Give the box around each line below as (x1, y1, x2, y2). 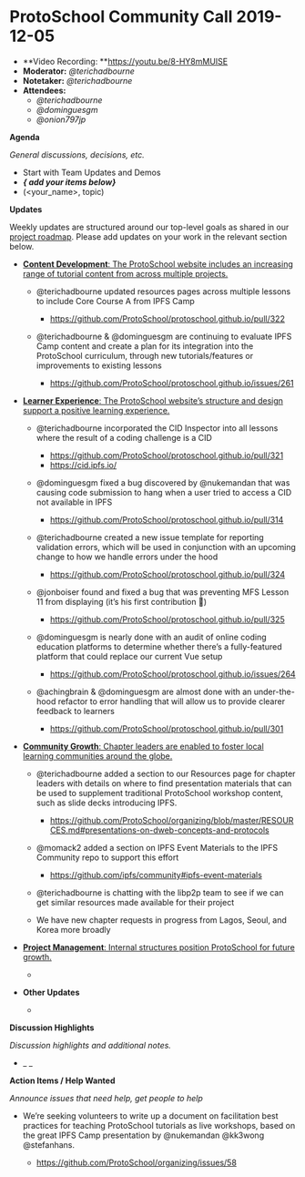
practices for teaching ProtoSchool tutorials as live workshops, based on (22, 1120, 296, 1131)
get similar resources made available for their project (36, 896, 235, 907)
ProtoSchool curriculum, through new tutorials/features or (36, 350, 254, 361)
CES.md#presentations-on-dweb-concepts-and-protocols (49, 824, 270, 835)
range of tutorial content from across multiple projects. (22, 268, 229, 279)
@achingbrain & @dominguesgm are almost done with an (36, 686, 252, 697)
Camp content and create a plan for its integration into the (36, 340, 254, 352)
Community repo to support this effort (36, 852, 179, 863)
